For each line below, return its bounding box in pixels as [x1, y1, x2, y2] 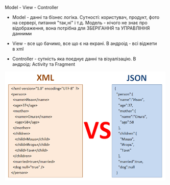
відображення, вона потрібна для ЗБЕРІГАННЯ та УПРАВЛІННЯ [12, 25, 150, 31]
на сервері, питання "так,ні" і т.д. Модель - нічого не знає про [12, 20, 148, 26]
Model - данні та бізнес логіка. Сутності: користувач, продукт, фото [12, 14, 160, 20]
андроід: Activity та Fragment [12, 61, 76, 67]
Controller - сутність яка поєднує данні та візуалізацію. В [12, 56, 136, 62]
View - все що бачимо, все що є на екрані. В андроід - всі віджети [12, 40, 157, 47]
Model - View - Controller [5, 5, 59, 10]
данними [12, 31, 32, 36]
